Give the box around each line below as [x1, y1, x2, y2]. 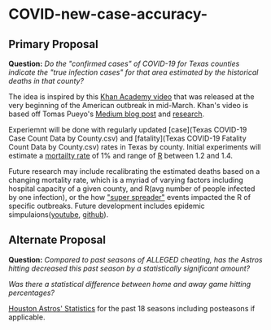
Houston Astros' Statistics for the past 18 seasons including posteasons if [8, 303, 256, 313]
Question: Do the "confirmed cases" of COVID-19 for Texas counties [8, 59, 240, 68]
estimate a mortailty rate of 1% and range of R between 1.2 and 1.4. [8, 151, 234, 160]
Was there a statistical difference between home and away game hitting [8, 279, 251, 289]
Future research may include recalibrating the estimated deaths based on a [8, 167, 260, 176]
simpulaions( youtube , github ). [8, 210, 109, 219]
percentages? [8, 288, 55, 297]
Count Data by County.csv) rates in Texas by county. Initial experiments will [8, 142, 261, 151]
